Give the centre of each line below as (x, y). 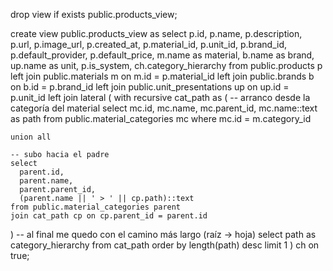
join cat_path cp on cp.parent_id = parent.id (109, 216)
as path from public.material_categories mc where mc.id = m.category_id (161, 118)
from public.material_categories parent (96, 207)
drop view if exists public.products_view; (94, 14)
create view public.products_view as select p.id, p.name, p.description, (156, 33)
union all (31, 137)
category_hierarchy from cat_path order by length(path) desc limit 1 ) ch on (165, 245)
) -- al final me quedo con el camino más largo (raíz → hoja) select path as (163, 234)
